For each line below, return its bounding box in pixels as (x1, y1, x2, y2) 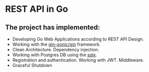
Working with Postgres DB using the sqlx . (12, 52, 97, 58)
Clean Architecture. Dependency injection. (12, 47, 99, 52)
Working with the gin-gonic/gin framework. (12, 41, 101, 47)
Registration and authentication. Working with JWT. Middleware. (12, 57, 144, 63)
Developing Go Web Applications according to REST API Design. (12, 36, 144, 42)
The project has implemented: (5, 23, 100, 32)
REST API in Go (5, 3, 69, 15)
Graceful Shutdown (12, 63, 52, 68)
